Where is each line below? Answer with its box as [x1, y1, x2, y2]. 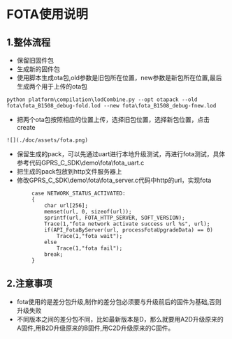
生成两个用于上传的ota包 [16, 82, 88, 91]
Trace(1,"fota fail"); [56, 245, 123, 252]
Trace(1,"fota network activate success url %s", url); [43, 220, 210, 227]
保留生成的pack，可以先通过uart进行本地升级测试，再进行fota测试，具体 [16, 150, 225, 158]
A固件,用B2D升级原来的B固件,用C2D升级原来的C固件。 [16, 324, 175, 332]
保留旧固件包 [16, 56, 54, 64]
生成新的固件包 [16, 65, 60, 73]
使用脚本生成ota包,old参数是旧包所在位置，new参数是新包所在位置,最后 [16, 74, 222, 82]
